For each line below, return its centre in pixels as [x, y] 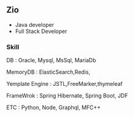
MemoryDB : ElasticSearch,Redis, [48, 72]
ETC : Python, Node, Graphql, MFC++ [54, 108]
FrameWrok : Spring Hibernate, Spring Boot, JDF [67, 96]
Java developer [35, 24]
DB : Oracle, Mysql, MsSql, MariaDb [51, 60]
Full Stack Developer [41, 31]
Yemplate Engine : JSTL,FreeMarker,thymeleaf [65, 84]
